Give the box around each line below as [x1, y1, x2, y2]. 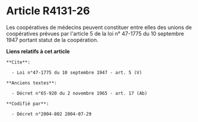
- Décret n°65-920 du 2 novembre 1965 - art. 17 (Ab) [11, 90, 147, 96]
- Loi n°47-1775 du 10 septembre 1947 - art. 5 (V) [11, 69, 143, 75]
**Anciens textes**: [6, 80, 58, 86]
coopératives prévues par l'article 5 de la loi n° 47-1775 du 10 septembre [6, 30, 184, 37]
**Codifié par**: [6, 101, 49, 107]
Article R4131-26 [6, 4, 90, 18]
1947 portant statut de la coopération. [6, 36, 99, 43]
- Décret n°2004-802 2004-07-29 [11, 111, 92, 117]
